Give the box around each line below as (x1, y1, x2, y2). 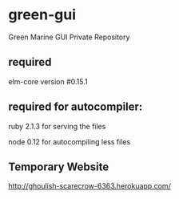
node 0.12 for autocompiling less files (8, 136, 131, 146)
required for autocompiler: (8, 100, 143, 114)
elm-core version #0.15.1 (8, 76, 88, 86)
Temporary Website (8, 160, 109, 173)
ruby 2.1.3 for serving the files (8, 121, 106, 131)
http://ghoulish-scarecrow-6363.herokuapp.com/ (8, 181, 172, 191)
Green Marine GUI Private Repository (8, 32, 130, 42)
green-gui (8, 6, 77, 24)
